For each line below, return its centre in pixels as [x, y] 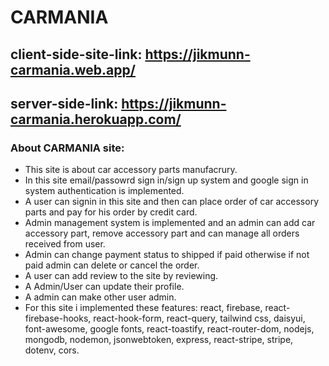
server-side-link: [64, 103]
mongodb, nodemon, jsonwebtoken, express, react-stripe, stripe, [159, 340]
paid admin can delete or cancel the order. [112, 265]
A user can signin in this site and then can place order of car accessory [172, 202]
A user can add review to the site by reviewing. [121, 276]
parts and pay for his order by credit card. [111, 212]
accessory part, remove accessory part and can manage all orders [162, 233]
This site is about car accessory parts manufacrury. [131, 170]
